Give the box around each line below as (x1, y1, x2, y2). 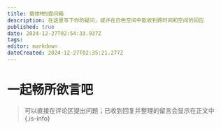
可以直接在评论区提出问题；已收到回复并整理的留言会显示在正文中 (24, 106, 215, 114)
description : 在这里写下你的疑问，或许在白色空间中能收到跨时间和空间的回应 (7, 17, 204, 24)
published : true (7, 23, 55, 30)
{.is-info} (24, 114, 50, 123)
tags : (7, 36, 23, 43)
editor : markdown (7, 43, 58, 50)
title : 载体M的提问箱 (7, 10, 64, 18)
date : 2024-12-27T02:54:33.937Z (7, 29, 101, 37)
